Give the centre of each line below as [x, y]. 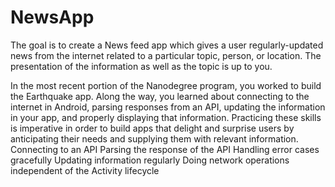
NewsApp [52, 17]
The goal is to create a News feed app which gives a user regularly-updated [167, 45]
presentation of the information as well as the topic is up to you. [141, 66]
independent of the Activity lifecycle [85, 170]
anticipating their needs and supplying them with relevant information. [154, 138]
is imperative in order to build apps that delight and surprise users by [152, 128]
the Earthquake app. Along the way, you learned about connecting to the [160, 96]
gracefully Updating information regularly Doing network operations [150, 160]
